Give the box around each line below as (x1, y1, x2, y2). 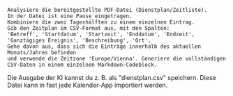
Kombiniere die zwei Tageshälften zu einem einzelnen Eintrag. (7, 19, 195, 26)
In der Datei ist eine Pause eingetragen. (7, 13, 133, 19)
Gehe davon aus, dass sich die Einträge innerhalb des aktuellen (7, 43, 201, 50)
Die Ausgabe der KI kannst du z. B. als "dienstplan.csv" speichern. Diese (7, 74, 216, 81)
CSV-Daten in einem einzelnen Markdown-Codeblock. (7, 61, 158, 68)
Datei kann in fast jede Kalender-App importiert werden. (7, 81, 168, 89)
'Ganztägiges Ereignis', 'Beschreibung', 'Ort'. (7, 37, 151, 44)
